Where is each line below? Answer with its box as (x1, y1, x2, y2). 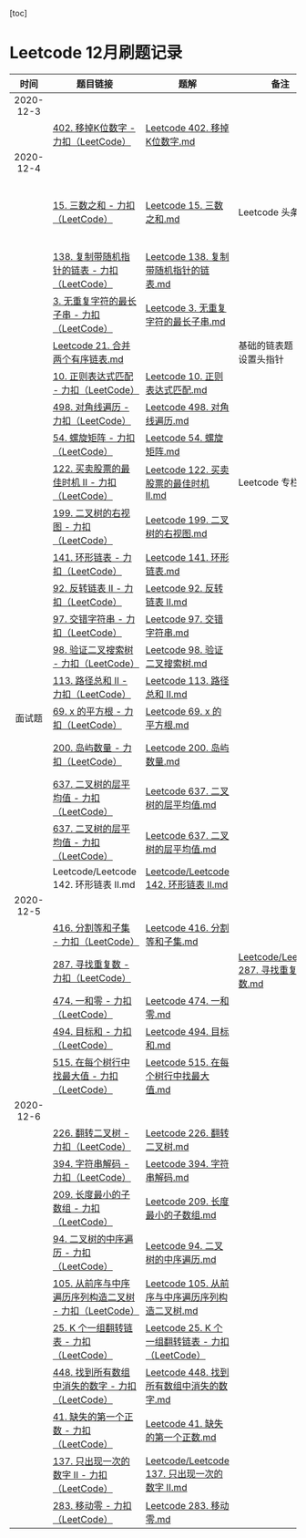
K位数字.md (145, 135, 196, 148)
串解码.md (145, 1171, 189, 1183)
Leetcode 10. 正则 (145, 369, 224, 382)
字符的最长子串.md (145, 315, 226, 327)
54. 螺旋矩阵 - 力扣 (52, 431, 136, 444)
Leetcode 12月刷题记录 (9, 43, 183, 63)
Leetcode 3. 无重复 (145, 301, 227, 314)
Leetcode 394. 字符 (145, 1157, 229, 1170)
